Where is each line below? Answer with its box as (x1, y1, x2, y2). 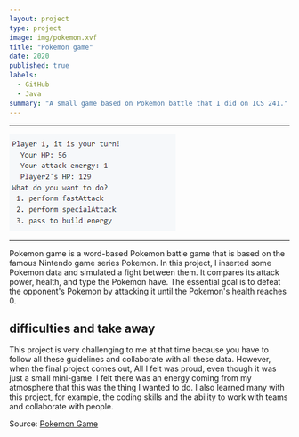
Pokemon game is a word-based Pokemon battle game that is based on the (9, 247, 286, 258)
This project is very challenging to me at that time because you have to (9, 344, 270, 355)
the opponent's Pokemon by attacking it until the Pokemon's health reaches (9, 286, 287, 296)
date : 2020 (9, 52, 50, 61)
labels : (9, 71, 38, 80)
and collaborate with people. (9, 401, 114, 412)
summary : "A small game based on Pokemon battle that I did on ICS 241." (9, 99, 289, 108)
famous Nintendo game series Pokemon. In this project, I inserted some (9, 257, 271, 268)
